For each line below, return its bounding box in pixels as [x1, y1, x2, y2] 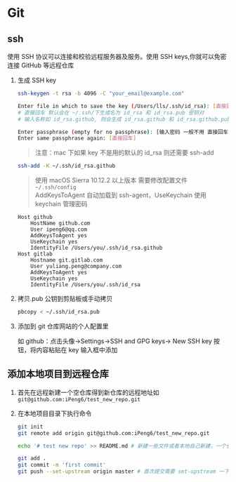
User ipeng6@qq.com [30, 226, 88, 233]
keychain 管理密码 [34, 200, 88, 208]
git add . [17, 455, 47, 462]
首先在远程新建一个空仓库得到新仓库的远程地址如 [17, 388, 159, 396]
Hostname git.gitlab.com [30, 257, 103, 264]
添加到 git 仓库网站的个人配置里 [17, 322, 109, 330]
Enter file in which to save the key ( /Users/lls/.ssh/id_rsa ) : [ [17, 102, 216, 109]
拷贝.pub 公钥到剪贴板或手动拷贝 [17, 295, 113, 303]
